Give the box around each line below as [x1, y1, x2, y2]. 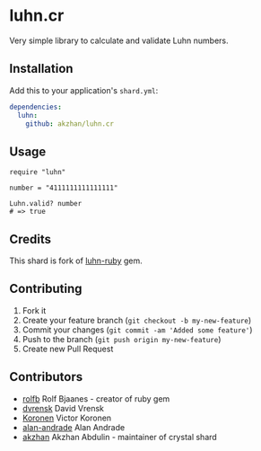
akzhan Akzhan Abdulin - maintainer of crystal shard [22, 431, 217, 442]
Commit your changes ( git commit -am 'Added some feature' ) [22, 324, 253, 335]
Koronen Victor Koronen [22, 412, 112, 423]
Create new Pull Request [22, 343, 114, 354]
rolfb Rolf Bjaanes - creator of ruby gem [22, 393, 170, 404]
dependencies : [9, 102, 63, 111]
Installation [9, 61, 74, 76]
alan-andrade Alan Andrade [22, 421, 126, 432]
